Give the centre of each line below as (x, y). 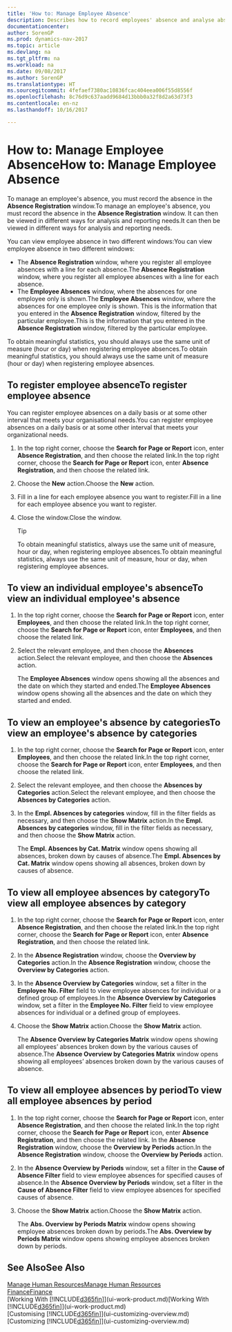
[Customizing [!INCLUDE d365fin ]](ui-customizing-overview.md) (98, 1321)
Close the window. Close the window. (69, 517)
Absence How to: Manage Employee (112, 165)
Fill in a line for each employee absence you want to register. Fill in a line (119, 496)
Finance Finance (30, 1291)
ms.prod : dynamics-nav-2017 (48, 39)
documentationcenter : (38, 26)
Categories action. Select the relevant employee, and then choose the (116, 793)
